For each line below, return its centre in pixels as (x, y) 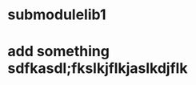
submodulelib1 (57, 15)
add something (58, 52)
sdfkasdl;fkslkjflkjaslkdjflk (98, 69)
